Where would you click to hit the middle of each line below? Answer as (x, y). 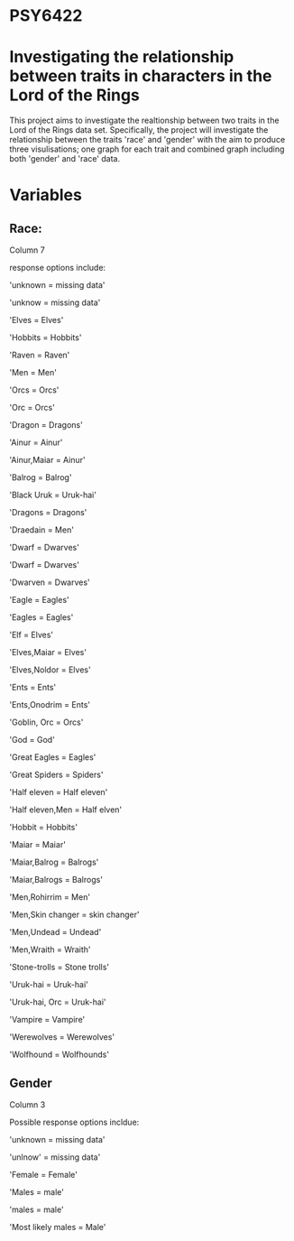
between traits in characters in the (141, 76)
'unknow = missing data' (55, 302)
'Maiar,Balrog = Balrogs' (54, 862)
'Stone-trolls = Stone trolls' (60, 968)
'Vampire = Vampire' (47, 1020)
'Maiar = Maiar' (37, 845)
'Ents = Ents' (33, 688)
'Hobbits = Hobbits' (46, 338)
